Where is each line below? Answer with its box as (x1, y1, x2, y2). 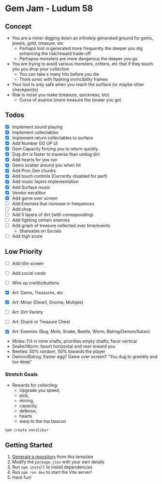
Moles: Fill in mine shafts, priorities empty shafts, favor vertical (12, 338, 137, 344)
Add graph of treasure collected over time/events (12, 222, 110, 228)
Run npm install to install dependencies (12, 464, 93, 470)
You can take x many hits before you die (19, 71, 100, 77)
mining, (19, 398, 34, 403)
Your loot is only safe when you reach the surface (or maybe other (12, 82, 145, 87)
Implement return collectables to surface (12, 134, 93, 141)
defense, (19, 408, 37, 414)
